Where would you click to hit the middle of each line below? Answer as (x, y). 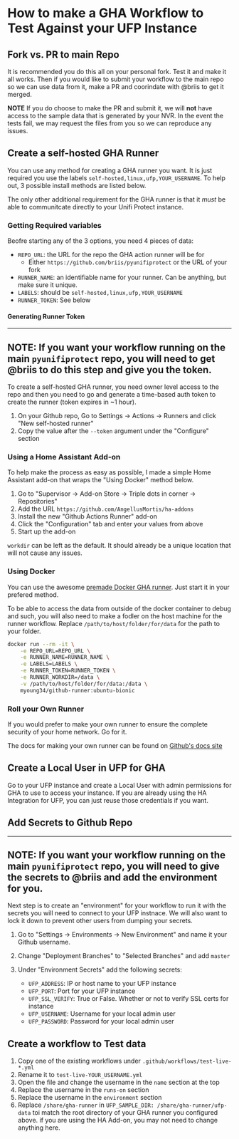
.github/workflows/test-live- (187, 1062)
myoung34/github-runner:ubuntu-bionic (78, 690)
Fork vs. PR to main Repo (63, 54)
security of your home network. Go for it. (67, 732)
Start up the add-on (47, 531)
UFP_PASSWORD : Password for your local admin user (101, 1021)
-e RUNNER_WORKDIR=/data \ (60, 677)
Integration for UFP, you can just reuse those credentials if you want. (108, 800)
